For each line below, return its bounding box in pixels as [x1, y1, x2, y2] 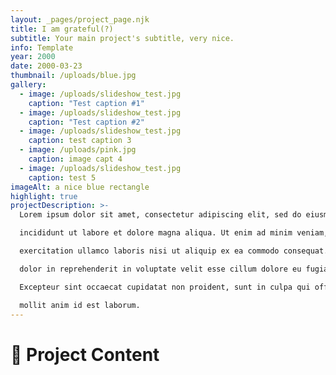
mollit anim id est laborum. [19, 300, 141, 310]
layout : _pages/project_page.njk [10, 14, 150, 25]
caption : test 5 [28, 172, 97, 183]
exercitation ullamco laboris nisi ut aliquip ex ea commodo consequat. [19, 246, 329, 256]
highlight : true [10, 191, 78, 201]
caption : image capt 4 [28, 154, 123, 164]
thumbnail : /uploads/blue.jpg [10, 71, 137, 81]
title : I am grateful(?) [10, 24, 114, 34]
